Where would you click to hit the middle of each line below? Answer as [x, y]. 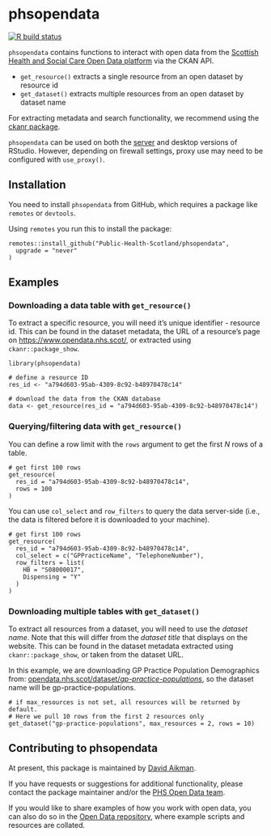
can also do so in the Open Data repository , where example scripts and [127, 816]
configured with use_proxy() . [57, 159]
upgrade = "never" [47, 250]
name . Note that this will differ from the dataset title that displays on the [128, 638]
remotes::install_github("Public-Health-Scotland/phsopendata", [119, 244]
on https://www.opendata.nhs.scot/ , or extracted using [100, 340]
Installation [37, 185]
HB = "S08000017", [54, 570]
